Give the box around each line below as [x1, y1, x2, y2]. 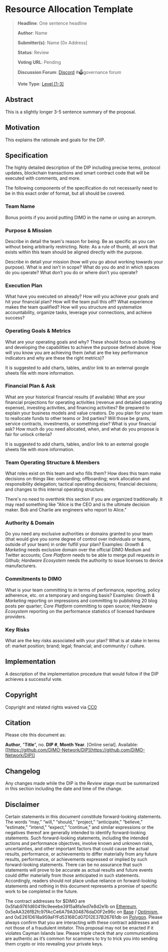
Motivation [5, 123, 40, 132]
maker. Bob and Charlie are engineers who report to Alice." [5, 507, 127, 513]
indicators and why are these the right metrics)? [5, 355, 104, 361]
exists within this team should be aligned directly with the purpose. [5, 249, 143, 255]
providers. [5, 614, 27, 620]
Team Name [5, 203, 35, 210]
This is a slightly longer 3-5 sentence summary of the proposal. [5, 109, 136, 115]
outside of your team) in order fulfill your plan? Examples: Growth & [5, 542, 144, 548]
